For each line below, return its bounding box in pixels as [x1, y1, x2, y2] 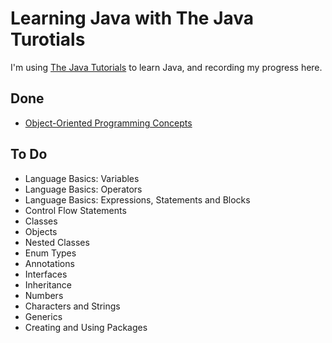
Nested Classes [24, 236, 90, 248]
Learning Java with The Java [10, 7, 255, 30]
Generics [24, 310, 63, 322]
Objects [24, 225, 58, 237]
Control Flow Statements [24, 204, 127, 216]
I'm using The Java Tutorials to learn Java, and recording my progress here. [10, 61, 323, 73]
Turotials [10, 28, 86, 51]
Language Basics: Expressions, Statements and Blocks [24, 193, 251, 206]
